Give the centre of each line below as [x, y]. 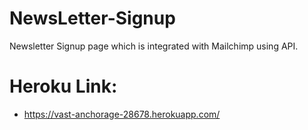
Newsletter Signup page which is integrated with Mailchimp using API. [154, 46]
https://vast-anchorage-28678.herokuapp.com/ [122, 114]
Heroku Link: [63, 86]
